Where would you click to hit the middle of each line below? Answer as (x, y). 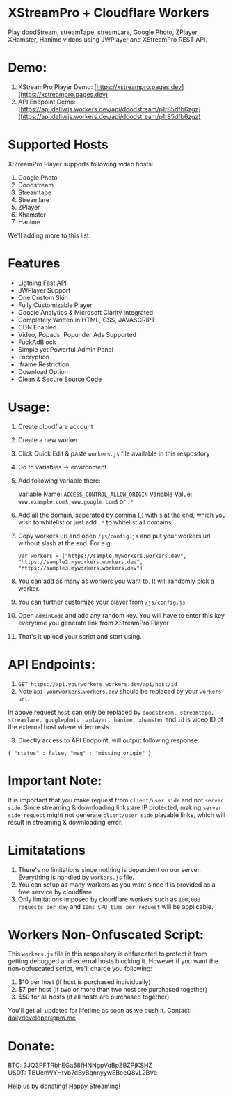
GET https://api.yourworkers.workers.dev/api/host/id (97, 684)
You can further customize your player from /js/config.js (102, 602)
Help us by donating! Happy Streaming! (64, 1086)
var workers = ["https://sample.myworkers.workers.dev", (102, 556)
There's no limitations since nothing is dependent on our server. (109, 869)
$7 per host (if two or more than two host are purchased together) (113, 990)
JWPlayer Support (44, 290)
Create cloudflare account (55, 426)
